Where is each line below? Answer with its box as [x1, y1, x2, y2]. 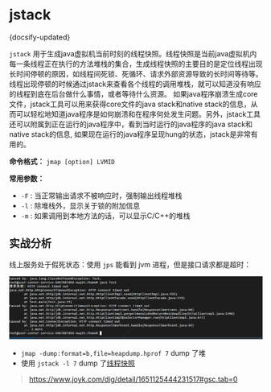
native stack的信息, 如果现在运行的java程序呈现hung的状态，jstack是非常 [9, 129, 252, 138]
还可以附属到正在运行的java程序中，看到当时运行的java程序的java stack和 [9, 119, 253, 129]
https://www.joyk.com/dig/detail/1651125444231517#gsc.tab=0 [28, 374, 238, 384]
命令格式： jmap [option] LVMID [9, 156, 115, 166]
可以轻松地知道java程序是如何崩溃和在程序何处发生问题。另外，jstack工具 [15, 109, 261, 118]
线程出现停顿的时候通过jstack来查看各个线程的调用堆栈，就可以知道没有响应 [9, 79, 261, 89]
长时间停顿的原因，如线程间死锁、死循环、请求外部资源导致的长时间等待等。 [9, 68, 263, 78]
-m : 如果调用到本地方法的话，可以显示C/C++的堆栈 [20, 211, 191, 221]
